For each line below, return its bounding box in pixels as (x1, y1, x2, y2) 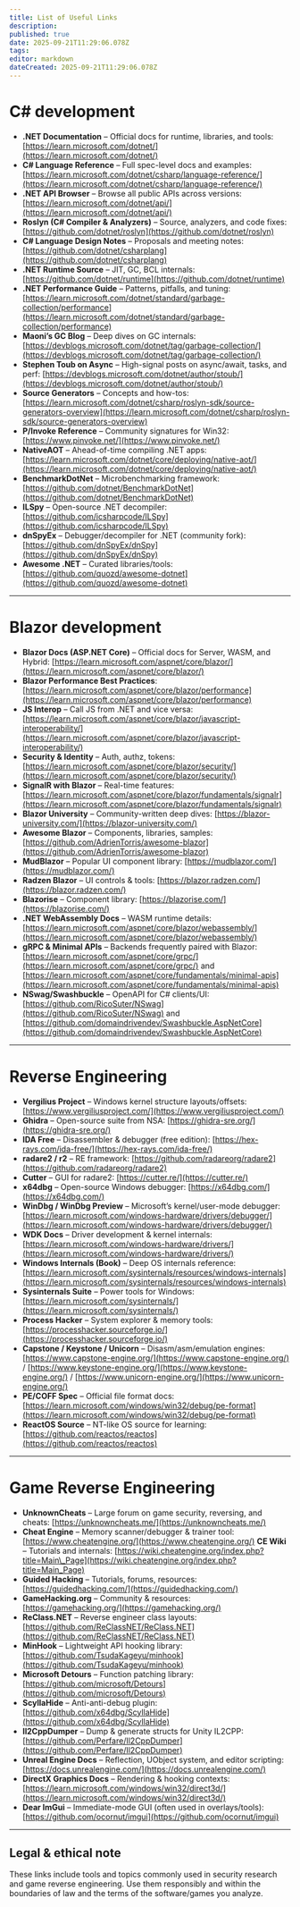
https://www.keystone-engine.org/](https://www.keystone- (29, 1362, 248, 1372)
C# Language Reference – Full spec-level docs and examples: (21, 159, 253, 170)
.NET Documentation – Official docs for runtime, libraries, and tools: (21, 131, 274, 141)
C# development (9, 102, 136, 122)
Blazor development (9, 618, 162, 637)
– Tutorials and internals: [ (21, 1545, 118, 1556)
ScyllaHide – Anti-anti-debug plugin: (21, 1697, 158, 1708)
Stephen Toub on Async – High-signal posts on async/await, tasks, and (21, 359, 287, 369)
